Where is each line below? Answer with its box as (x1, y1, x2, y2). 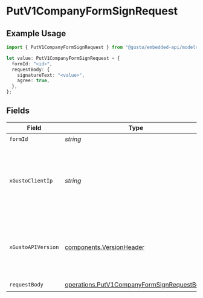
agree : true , (17, 77, 50, 84)
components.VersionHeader (64, 243, 145, 251)
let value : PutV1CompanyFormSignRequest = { (6, 55, 120, 61)
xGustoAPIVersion (9, 244, 59, 250)
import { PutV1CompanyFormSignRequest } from (6, 44, 123, 50)
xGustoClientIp (9, 177, 53, 184)
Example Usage (6, 28, 66, 39)
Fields (6, 106, 30, 116)
